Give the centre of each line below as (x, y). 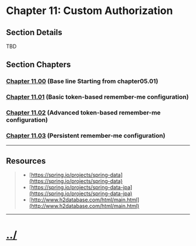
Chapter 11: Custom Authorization (90, 11)
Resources (26, 161)
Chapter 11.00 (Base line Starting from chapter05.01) (82, 81)
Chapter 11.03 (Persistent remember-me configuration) (86, 136)
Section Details (34, 32)
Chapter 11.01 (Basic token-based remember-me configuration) (97, 97)
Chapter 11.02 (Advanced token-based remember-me (83, 113)
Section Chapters (38, 65)
